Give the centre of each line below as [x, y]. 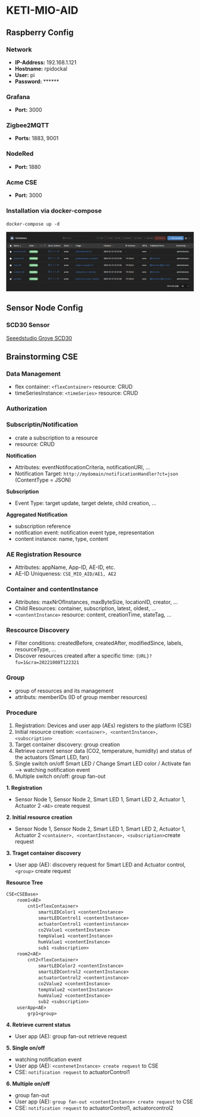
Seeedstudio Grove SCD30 [39, 338]
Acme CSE [22, 182]
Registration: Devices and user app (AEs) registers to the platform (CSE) [103, 725]
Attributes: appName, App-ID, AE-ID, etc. [65, 567]
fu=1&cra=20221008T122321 [47, 663]
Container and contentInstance [52, 589]
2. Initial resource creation [39, 817]
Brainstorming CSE [42, 357]
